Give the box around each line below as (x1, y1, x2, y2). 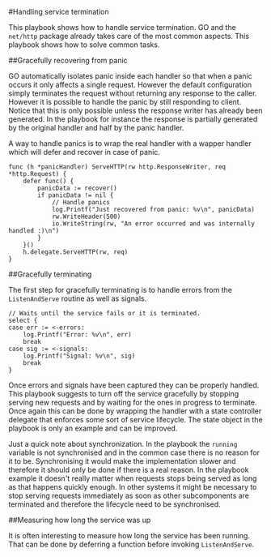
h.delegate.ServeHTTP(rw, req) (23, 248, 129, 256)
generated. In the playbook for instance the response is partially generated (8, 114, 258, 124)
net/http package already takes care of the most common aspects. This (8, 32, 249, 41)
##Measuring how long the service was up (8, 515, 151, 525)
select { (8, 316, 38, 324)
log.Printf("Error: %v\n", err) (23, 331, 132, 339)
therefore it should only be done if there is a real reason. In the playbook (8, 465, 249, 474)
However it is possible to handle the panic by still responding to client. (8, 97, 242, 106)
